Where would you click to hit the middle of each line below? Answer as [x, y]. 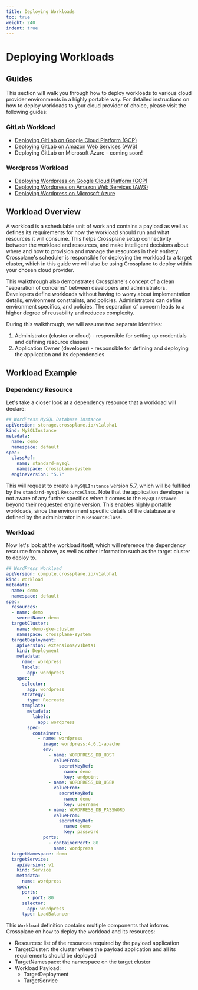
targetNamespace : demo [39, 854]
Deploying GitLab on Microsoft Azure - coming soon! [79, 153]
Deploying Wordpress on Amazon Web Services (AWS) [81, 187]
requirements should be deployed [55, 956]
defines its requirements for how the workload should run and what [88, 232]
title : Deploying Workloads [41, 12]
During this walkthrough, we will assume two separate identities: [84, 324]
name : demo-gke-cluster [46, 629]
